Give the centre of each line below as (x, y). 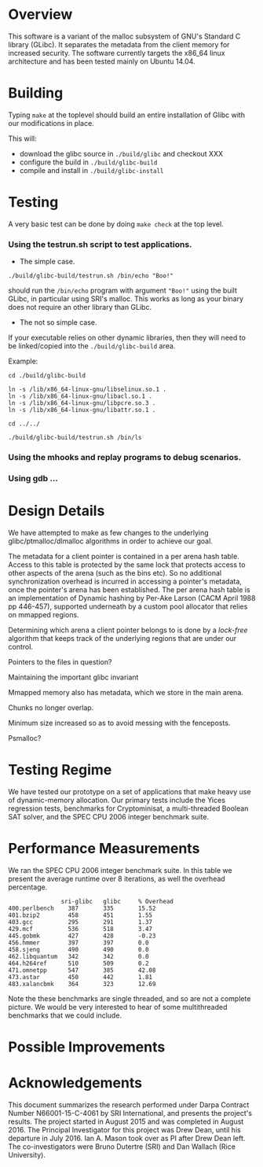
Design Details (57, 511)
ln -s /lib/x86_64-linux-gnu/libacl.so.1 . (80, 396)
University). (27, 1154)
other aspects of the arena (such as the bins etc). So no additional (115, 572)
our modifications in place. (51, 123)
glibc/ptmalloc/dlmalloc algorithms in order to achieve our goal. (111, 541)
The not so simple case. (58, 322)
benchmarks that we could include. (65, 1015)
